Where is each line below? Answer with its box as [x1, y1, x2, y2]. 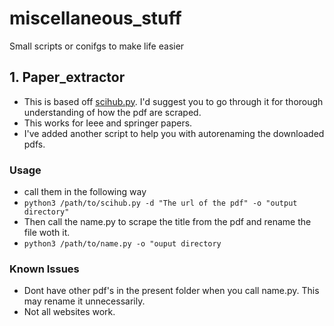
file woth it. [23, 227, 71, 239]
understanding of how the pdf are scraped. [23, 106, 202, 118]
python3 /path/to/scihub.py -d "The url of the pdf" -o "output [23, 198, 298, 209]
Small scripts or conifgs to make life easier [9, 40, 185, 52]
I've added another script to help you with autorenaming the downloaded [23, 127, 325, 139]
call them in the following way [23, 186, 147, 198]
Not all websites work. [23, 306, 116, 318]
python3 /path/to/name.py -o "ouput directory [23, 239, 222, 249]
